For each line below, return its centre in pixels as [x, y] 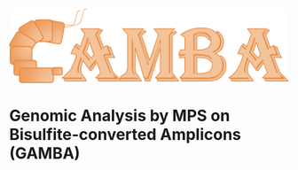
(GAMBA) [45, 154]
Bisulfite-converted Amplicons [125, 135]
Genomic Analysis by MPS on [120, 116]
